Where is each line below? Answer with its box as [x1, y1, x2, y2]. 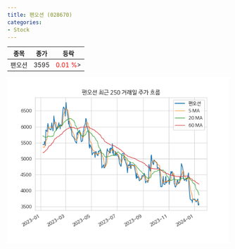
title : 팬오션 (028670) [7, 11, 72, 18]
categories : [7, 18, 42, 26]
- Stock [7, 26, 30, 33]
